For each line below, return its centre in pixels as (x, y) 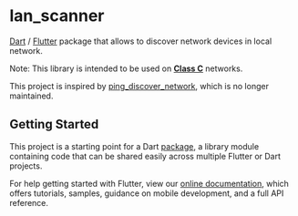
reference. (29, 202)
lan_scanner (57, 16)
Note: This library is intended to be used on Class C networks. (126, 68)
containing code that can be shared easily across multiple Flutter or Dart (145, 156)
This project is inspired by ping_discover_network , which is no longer (139, 86)
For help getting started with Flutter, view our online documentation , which (149, 183)
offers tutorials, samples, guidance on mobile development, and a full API (147, 193)
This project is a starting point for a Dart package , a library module (134, 146)
